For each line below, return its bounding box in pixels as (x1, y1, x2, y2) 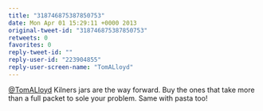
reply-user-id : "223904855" (8, 56, 102, 64)
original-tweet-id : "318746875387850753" (8, 26, 148, 34)
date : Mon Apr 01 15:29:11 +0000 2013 (8, 19, 137, 27)
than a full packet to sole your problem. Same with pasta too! (8, 93, 208, 103)
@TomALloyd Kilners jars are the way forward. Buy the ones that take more (8, 85, 255, 94)
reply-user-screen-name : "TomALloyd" (8, 63, 134, 71)
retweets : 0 (8, 33, 48, 42)
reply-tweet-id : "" (8, 48, 73, 56)
